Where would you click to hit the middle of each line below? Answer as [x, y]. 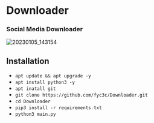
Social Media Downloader [45, 29]
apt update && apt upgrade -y [53, 76]
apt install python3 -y [45, 82]
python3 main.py [35, 115]
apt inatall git [35, 89]
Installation [28, 61]
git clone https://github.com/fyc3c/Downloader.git [81, 95]
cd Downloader [33, 102]
